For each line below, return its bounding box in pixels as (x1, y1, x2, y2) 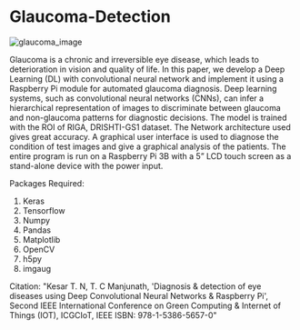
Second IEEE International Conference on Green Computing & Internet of (9, 300, 282, 311)
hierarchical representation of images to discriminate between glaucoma (9, 102, 282, 113)
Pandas (22, 225, 52, 235)
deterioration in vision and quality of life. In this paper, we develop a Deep (9, 64, 285, 75)
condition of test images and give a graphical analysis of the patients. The (9, 141, 286, 152)
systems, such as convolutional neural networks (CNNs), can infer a (9, 93, 265, 104)
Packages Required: (9, 177, 85, 188)
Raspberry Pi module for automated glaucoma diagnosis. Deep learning (9, 83, 277, 94)
